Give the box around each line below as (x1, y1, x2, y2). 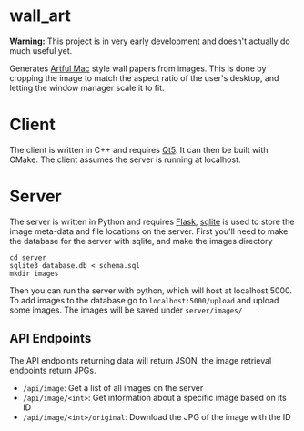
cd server (9, 252, 47, 262)
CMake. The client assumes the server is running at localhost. (9, 154, 241, 165)
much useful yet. (9, 45, 73, 56)
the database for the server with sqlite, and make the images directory (9, 235, 273, 246)
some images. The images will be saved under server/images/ (9, 304, 243, 315)
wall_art (9, 5, 71, 26)
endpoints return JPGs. (9, 364, 96, 375)
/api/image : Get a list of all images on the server (22, 382, 204, 393)
